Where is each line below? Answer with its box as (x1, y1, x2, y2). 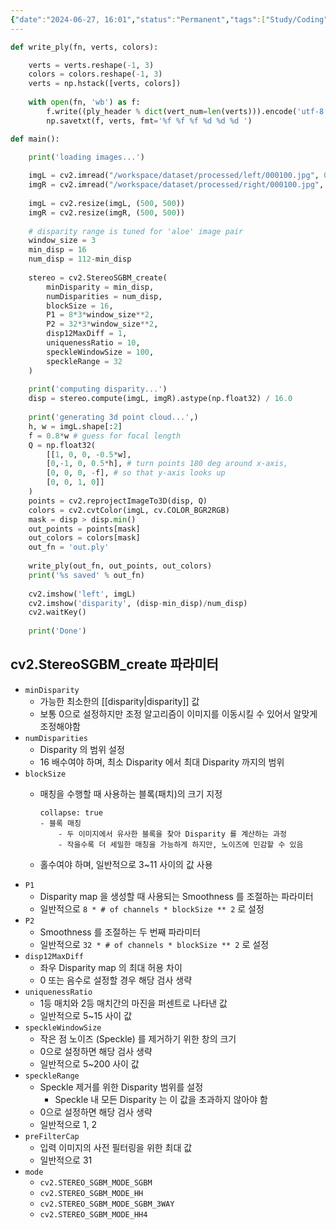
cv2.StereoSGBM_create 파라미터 (10, 656, 219, 673)
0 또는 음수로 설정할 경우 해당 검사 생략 (39, 974, 193, 986)
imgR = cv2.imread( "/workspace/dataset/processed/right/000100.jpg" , (28, 180, 325, 190)
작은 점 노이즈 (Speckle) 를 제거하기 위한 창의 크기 (39, 1032, 237, 1045)
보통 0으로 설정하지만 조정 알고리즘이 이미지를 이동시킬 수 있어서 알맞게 (39, 707, 318, 720)
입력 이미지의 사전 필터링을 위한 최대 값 (39, 1141, 193, 1153)
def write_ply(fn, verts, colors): (10, 42, 159, 52)
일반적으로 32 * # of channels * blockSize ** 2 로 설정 (39, 938, 270, 950)
